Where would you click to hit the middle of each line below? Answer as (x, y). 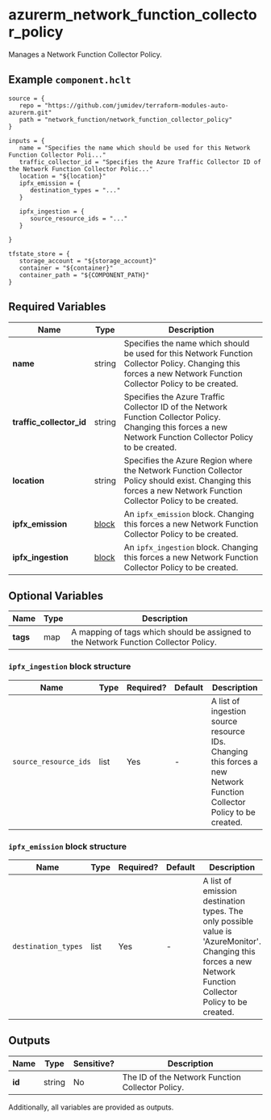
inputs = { (27, 141)
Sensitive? (94, 1063)
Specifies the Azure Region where (188, 460)
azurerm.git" (30, 112)
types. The (223, 911)
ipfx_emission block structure (68, 846)
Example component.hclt (70, 80)
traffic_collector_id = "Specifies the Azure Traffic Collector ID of (140, 162)
